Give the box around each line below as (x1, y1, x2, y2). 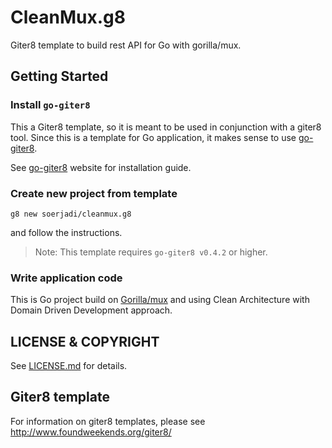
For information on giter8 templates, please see (10, 415, 206, 427)
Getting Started (10, 68, 109, 85)
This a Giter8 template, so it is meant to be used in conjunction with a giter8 (10, 121, 322, 133)
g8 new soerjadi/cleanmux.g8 (10, 209, 132, 219)
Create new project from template (10, 186, 178, 200)
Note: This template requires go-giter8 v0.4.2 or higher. (34, 246, 268, 258)
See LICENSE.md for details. (10, 360, 128, 372)
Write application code (10, 271, 123, 285)
